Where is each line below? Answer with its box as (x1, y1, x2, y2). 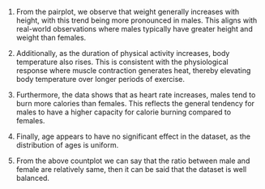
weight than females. (15, 32, 87, 42)
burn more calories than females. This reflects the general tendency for (15, 99, 255, 108)
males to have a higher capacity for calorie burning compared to (15, 107, 232, 117)
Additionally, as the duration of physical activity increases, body (15, 49, 230, 58)
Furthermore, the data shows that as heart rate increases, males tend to (15, 90, 256, 100)
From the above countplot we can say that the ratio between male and (15, 156, 250, 165)
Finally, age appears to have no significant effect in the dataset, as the (15, 131, 251, 141)
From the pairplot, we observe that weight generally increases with (15, 7, 240, 16)
